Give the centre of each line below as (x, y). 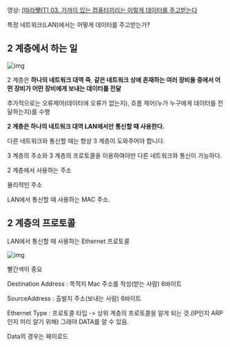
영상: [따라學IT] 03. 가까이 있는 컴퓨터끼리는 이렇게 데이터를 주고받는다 (102, 10)
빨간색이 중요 (25, 269)
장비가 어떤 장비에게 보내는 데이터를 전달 (68, 88)
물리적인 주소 (25, 185)
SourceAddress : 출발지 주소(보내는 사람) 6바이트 (74, 298)
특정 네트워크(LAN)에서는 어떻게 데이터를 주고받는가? (79, 25)
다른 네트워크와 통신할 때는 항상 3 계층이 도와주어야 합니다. (86, 140)
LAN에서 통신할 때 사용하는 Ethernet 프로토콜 (69, 241)
